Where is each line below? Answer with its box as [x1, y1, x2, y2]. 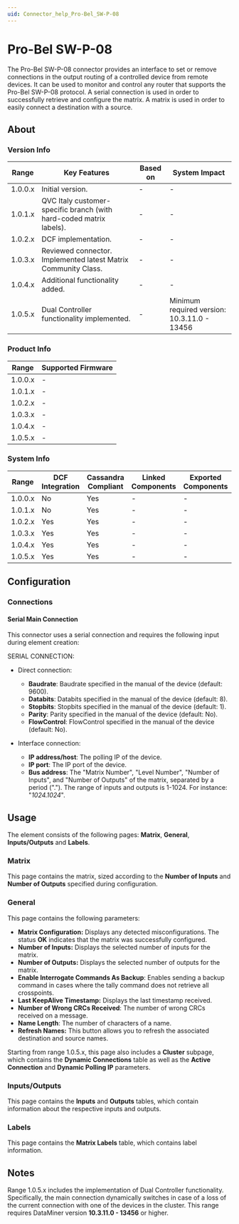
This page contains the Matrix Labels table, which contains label [7, 1138, 197, 1147]
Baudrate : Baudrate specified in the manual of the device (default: [28, 680, 223, 688]
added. [41, 284, 65, 294]
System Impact [172, 168, 225, 178]
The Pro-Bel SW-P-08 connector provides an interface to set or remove [7, 65, 217, 74]
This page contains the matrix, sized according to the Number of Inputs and [7, 872, 231, 881]
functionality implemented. [41, 313, 131, 323]
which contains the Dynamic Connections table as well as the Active [7, 1055, 211, 1064]
